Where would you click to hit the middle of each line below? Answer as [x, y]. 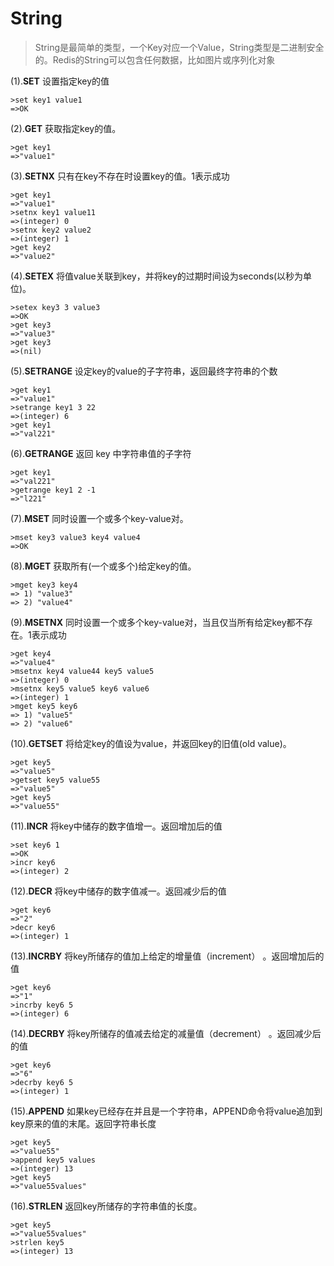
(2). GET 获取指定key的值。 [66, 128]
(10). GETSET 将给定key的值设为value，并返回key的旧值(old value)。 [151, 743]
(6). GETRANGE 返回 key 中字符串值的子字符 [101, 453]
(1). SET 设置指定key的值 [60, 81]
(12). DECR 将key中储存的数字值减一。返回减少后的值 [118, 891]
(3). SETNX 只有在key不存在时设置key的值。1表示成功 [120, 176]
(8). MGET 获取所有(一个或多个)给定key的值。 [103, 566]
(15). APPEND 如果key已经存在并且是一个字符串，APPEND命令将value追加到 [166, 1111]
